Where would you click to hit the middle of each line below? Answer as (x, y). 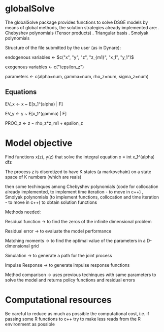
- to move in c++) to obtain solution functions (51, 202)
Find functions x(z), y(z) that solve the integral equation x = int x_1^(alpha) (80, 157)
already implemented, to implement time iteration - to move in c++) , (74, 191)
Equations (21, 92)
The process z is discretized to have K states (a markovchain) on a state (78, 172)
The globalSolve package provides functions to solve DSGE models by (77, 22)
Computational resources (58, 300)
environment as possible (30, 324)
